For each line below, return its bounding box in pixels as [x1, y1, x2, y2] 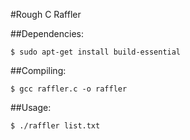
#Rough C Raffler [10, 9, 82, 20]
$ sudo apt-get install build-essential [10, 47, 182, 57]
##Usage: [10, 102, 52, 113]
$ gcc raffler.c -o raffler [10, 84, 128, 94]
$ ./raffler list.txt [10, 121, 101, 131]
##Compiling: [10, 65, 67, 76]
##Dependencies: [10, 28, 84, 39]
